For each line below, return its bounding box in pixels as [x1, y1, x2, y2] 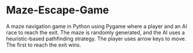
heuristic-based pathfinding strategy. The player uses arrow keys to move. [6, 35, 187, 42]
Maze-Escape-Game [6, 3, 110, 17]
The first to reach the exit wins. [6, 41, 82, 48]
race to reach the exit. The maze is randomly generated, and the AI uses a [6, 29, 185, 36]
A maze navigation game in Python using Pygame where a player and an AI [6, 23, 188, 30]
